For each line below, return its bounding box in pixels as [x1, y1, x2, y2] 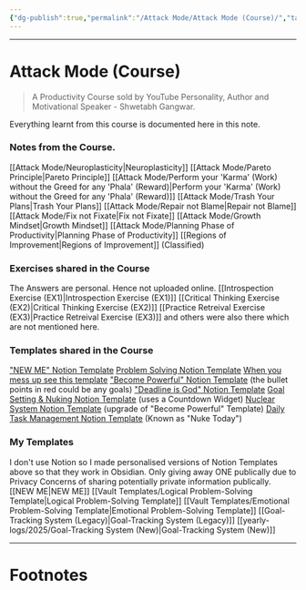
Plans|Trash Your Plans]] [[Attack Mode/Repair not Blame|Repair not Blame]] [9, 200, 297, 211]
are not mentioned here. [9, 321, 100, 332]
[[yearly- [236, 514, 270, 525]
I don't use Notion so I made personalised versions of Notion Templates [9, 456, 278, 467]
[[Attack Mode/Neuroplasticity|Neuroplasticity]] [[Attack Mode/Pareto [9, 161, 271, 173]
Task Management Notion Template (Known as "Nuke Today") [9, 413, 243, 424]
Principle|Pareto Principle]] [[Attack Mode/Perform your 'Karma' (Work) [9, 171, 278, 182]
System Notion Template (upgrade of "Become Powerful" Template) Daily [9, 403, 285, 414]
